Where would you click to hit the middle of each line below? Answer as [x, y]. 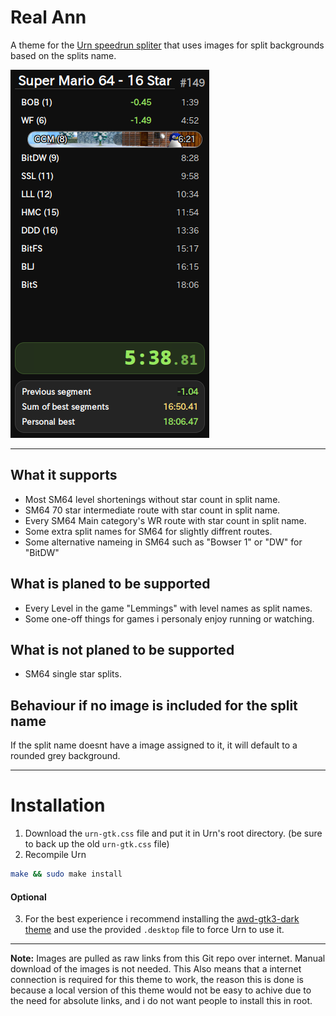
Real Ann [48, 17]
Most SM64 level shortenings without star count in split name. [152, 499]
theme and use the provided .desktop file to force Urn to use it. [154, 930]
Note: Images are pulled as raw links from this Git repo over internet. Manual [168, 958]
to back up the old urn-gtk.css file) [97, 844]
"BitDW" [42, 552]
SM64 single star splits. [73, 674]
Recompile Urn [55, 855]
